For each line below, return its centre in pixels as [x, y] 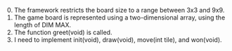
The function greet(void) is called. [63, 32]
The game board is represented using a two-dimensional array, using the [120, 17]
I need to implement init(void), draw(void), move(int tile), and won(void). [118, 40]
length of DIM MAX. [43, 25]
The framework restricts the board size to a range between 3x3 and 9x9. [119, 10]
